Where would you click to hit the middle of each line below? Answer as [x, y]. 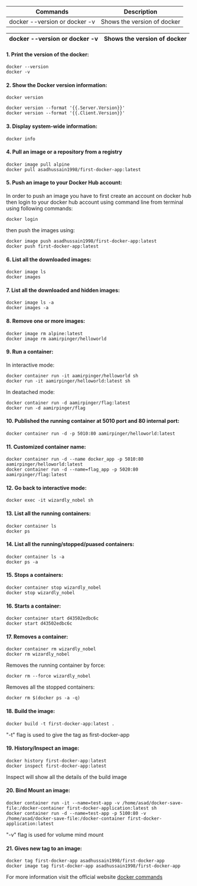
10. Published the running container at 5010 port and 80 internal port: [93, 421]
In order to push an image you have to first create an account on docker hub [99, 196]
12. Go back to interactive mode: [47, 487]
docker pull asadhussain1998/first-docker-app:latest [74, 169]
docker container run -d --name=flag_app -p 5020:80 [72, 470]
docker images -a [27, 308]
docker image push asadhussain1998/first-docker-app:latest [82, 241]
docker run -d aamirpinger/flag [46, 408]
